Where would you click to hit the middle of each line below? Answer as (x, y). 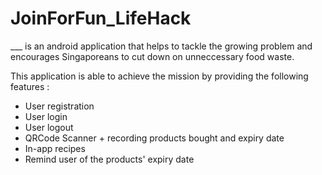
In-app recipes (55, 148)
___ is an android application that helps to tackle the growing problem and (161, 46)
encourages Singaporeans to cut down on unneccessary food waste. (152, 56)
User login (46, 116)
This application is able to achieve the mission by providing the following (159, 76)
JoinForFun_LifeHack (101, 18)
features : (30, 86)
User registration (59, 106)
